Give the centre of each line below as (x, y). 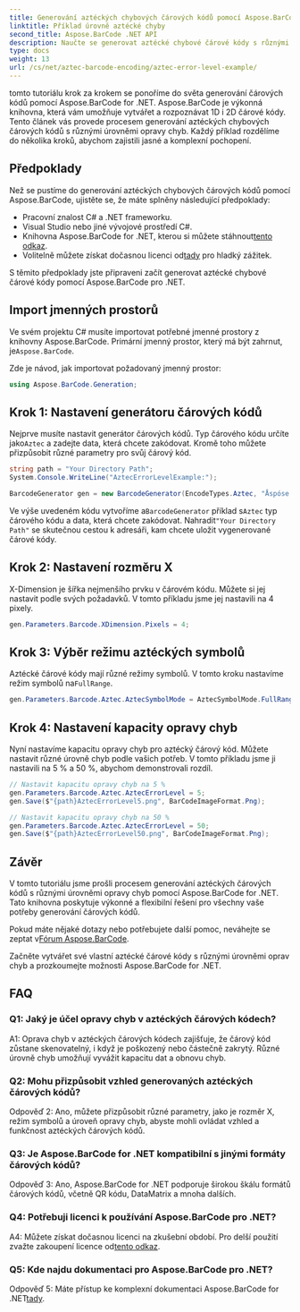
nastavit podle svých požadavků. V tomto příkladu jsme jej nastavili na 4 (142, 598)
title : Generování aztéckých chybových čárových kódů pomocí (125, 17)
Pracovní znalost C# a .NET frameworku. (97, 217)
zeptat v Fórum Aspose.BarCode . (69, 939)
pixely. (21, 608)
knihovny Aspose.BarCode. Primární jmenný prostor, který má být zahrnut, (146, 341)
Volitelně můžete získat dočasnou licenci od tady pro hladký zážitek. (147, 255)
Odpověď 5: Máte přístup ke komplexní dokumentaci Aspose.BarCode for (144, 1289)
